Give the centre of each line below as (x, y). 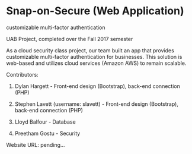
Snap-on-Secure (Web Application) (95, 11)
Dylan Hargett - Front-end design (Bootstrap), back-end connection (97, 86)
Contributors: (22, 74)
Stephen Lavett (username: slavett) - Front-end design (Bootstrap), (97, 104)
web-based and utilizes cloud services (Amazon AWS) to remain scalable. (96, 63)
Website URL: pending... (36, 144)
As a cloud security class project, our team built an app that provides (90, 50)
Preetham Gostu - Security (47, 133)
